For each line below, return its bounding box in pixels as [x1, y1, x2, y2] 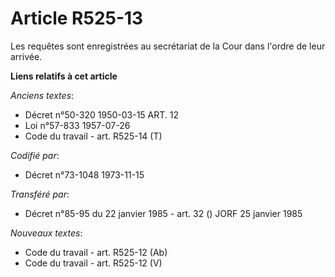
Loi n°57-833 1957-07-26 [24, 119, 131, 131]
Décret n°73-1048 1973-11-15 [24, 168, 145, 181]
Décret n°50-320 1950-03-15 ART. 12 [24, 108, 180, 121]
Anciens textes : [10, 89, 75, 101]
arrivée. [10, 50, 43, 62]
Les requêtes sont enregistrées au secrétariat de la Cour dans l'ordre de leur [10, 40, 326, 52]
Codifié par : [10, 149, 60, 161]
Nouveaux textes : [10, 227, 83, 239]
